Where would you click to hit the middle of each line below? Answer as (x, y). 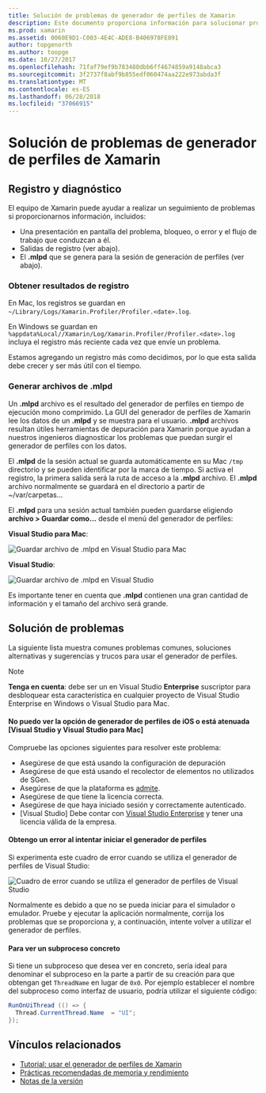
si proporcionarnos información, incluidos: (77, 216)
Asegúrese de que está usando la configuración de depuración (122, 763)
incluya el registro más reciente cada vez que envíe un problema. (114, 342)
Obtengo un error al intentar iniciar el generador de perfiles (108, 840)
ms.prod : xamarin (37, 30)
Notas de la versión (51, 1080)
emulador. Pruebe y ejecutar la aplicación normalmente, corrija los (116, 913)
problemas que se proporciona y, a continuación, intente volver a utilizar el (130, 921)
